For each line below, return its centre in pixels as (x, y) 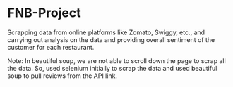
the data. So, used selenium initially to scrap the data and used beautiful (112, 68)
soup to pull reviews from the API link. (62, 76)
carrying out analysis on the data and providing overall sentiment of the (111, 39)
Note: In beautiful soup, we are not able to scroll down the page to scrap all (116, 60)
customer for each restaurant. (51, 47)
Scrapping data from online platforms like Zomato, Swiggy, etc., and (106, 32)
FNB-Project (44, 13)
